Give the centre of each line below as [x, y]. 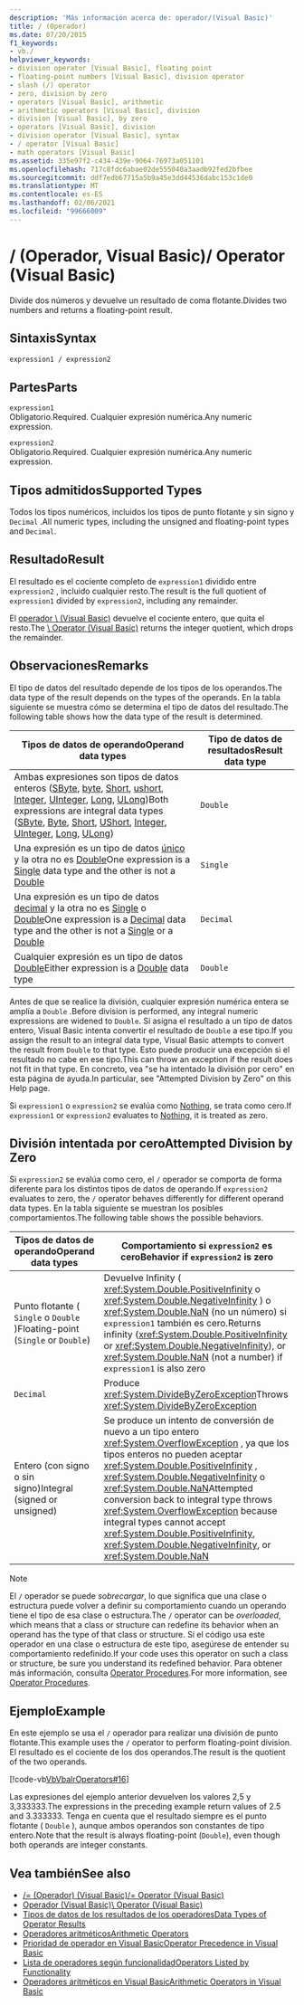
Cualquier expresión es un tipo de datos [99, 956]
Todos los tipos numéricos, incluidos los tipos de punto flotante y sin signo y [152, 512]
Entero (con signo [52, 1466]
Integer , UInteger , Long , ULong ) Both [91, 799]
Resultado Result [57, 560]
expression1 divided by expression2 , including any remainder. [123, 600]
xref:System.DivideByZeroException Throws [196, 1394]
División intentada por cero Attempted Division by [151, 1144]
